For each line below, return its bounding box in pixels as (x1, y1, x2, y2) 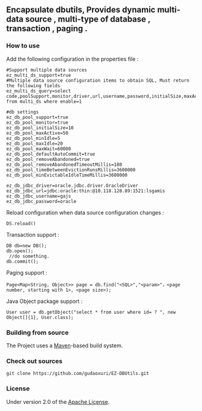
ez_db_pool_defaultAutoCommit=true (6, 151, 96, 157)
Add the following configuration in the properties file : (6, 55, 139, 62)
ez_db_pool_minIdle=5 (6, 135, 61, 141)
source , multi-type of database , (25, 14, 151, 25)
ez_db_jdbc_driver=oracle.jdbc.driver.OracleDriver (6, 183, 138, 189)
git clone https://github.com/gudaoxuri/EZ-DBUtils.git (6, 371, 149, 377)
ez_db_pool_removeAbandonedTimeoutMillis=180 (6, 162, 122, 168)
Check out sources (6, 357, 63, 365)
